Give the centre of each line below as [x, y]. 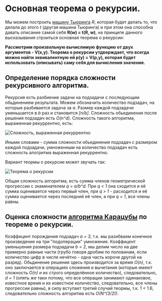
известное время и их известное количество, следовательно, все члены [81, 283]
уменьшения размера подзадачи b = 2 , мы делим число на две [71, 246]
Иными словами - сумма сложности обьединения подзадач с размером [81, 142]
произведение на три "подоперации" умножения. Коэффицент [70, 241]
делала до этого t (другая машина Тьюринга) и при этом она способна [79, 27]
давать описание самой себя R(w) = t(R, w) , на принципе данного [74, 32]
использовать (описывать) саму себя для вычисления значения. [75, 62]
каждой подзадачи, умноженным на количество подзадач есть [71, 147]
